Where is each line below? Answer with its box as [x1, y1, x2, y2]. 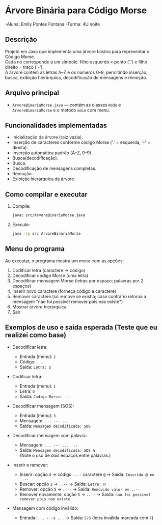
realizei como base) [5, 331, 66, 339]
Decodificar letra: [12, 344, 48, 350]
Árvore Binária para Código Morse [5, 5, 147, 16]
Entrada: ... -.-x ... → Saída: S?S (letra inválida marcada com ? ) [19, 515, 154, 521]
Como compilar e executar [5, 190, 87, 198]
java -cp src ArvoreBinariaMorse [12, 231, 81, 236]
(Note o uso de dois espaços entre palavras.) [19, 452, 111, 458]
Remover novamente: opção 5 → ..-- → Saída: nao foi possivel [19, 491, 151, 497]
